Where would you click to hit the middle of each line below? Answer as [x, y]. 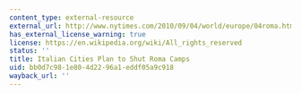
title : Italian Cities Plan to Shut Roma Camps [100, 59]
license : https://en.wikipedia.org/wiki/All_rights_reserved [126, 43]
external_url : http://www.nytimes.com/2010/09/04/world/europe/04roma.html [154, 26]
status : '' [30, 51]
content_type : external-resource [72, 17]
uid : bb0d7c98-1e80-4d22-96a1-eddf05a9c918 [92, 68]
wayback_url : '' [39, 76]
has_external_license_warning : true [77, 34]
